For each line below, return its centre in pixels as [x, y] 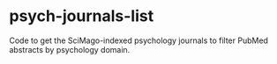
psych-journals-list [82, 16]
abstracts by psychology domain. [70, 49]
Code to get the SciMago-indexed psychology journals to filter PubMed [139, 40]
